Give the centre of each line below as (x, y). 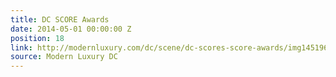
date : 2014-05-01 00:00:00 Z (71, 29)
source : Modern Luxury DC (64, 57)
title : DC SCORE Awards (60, 19)
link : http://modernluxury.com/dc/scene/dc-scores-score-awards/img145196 (169, 47)
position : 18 (37, 38)
